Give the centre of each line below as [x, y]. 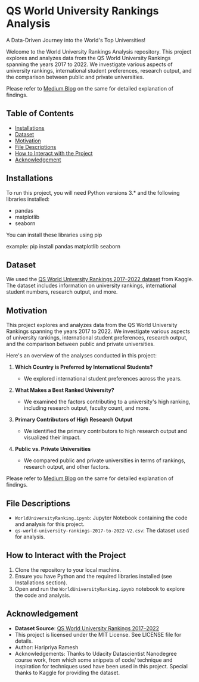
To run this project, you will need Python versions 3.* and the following [93, 192]
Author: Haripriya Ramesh [46, 647]
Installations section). [41, 583]
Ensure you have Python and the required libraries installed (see [93, 576]
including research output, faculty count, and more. [87, 408]
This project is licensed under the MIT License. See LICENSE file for [98, 634]
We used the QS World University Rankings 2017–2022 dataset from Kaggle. [100, 279]
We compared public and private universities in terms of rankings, [105, 460]
